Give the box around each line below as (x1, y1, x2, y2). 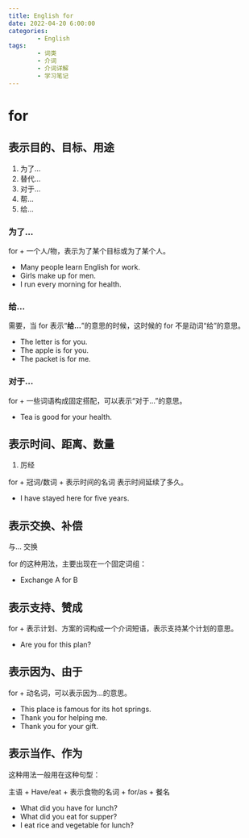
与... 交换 (8, 542, 39, 551)
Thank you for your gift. (19, 721, 99, 731)
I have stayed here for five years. (19, 493, 130, 503)
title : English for (8, 11, 74, 20)
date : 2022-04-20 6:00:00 (8, 19, 95, 27)
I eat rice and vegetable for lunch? (19, 820, 135, 830)
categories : (8, 27, 48, 35)
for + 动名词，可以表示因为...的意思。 (8, 688, 131, 698)
